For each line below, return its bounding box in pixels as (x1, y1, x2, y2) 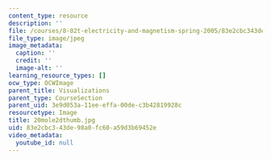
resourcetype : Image (8, 109, 78, 117)
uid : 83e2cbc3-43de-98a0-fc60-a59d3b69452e (8, 124, 157, 132)
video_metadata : (8, 131, 63, 139)
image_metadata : (8, 42, 63, 50)
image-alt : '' (15, 64, 63, 72)
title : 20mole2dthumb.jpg (8, 116, 95, 124)
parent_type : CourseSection (8, 94, 103, 102)
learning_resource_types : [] (8, 71, 106, 79)
